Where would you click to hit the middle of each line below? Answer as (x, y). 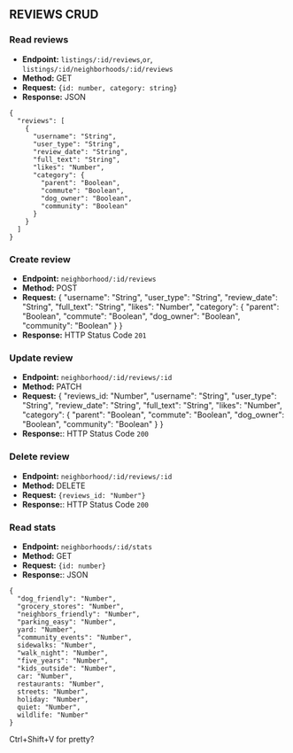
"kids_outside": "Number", (67, 668)
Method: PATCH (52, 387)
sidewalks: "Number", (57, 645)
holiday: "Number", (53, 699)
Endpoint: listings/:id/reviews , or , (87, 59)
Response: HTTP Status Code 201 (84, 335)
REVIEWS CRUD (54, 15)
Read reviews (39, 40)
